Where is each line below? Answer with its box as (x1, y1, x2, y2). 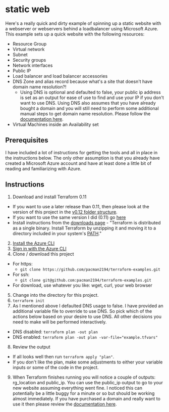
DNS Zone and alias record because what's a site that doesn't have (12, 78, 153, 84)
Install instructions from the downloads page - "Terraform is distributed (12, 219, 161, 225)
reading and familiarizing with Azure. (5, 165, 82, 171)
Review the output (12, 344, 50, 350)
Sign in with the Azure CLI (12, 245, 67, 251)
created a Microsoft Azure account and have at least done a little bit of (5, 160, 152, 166)
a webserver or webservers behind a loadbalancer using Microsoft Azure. (5, 25, 158, 31)
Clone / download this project (12, 251, 74, 257)
